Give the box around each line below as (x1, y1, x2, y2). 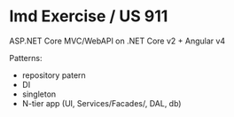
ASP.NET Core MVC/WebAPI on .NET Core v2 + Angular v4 (9, 35, 226, 46)
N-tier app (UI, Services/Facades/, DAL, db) (21, 97, 182, 108)
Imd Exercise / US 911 (9, 6, 168, 27)
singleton (21, 89, 57, 99)
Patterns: (9, 52, 43, 63)
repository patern (21, 69, 86, 81)
